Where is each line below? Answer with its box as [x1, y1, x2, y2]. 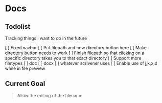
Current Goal [5, 80, 46, 88]
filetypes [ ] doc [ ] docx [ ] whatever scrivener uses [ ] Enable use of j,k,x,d [5, 61, 158, 66]
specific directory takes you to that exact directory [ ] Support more [5, 55, 141, 61]
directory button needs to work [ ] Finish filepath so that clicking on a [5, 50, 144, 56]
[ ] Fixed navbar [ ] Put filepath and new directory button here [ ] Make [5, 45, 147, 50]
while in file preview [5, 65, 46, 71]
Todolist [5, 22, 31, 31]
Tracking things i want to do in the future [5, 35, 87, 41]
